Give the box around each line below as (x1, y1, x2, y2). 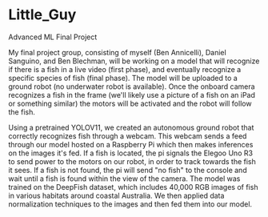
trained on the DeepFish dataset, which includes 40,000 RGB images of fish (8, 182, 258, 191)
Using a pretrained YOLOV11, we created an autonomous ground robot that (8, 123, 254, 132)
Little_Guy (8, 6, 77, 24)
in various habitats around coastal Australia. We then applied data (8, 191, 225, 200)
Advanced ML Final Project (8, 32, 98, 42)
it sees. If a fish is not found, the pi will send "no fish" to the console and (8, 165, 247, 175)
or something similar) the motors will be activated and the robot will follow (8, 98, 252, 108)
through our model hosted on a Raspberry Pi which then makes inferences (8, 139, 254, 149)
